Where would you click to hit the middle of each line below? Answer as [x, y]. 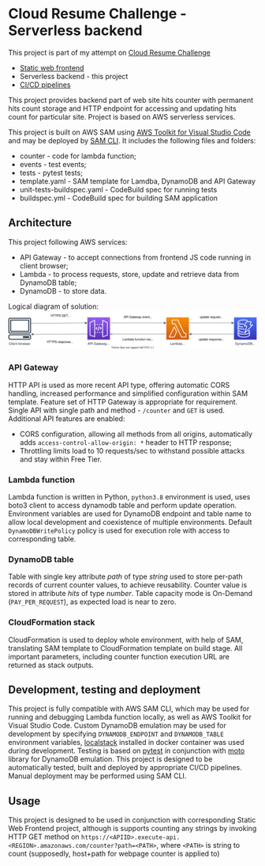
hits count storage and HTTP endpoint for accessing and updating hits [122, 108]
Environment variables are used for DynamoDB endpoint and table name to [130, 514]
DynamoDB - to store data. [63, 291]
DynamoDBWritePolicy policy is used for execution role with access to [119, 530]
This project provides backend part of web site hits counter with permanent [131, 100]
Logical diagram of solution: [53, 306]
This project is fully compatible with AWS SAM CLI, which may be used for [129, 708]
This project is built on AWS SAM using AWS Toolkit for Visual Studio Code [129, 132]
